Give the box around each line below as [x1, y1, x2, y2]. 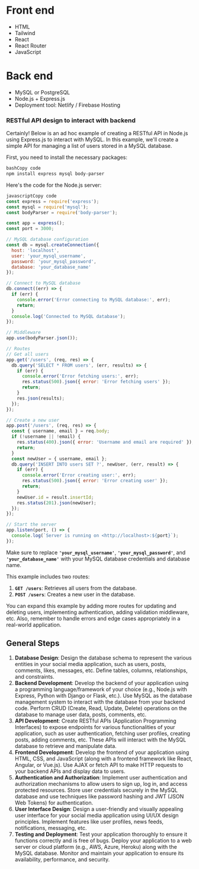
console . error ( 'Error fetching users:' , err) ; [21, 373, 139, 380]
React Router [14, 42, 47, 49]
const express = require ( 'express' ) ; [6, 198, 99, 205]
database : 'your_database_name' [11, 264, 92, 270]
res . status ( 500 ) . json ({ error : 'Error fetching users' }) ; [21, 379, 171, 385]
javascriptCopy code [6, 193, 57, 199]
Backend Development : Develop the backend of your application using [14, 679, 189, 686]
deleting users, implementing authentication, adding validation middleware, [6, 609, 190, 616]
